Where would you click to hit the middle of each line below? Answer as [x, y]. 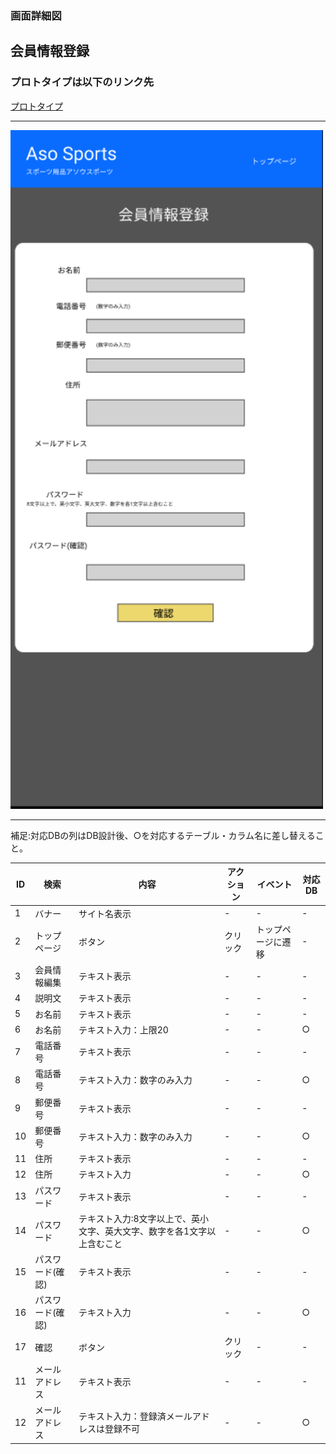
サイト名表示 [105, 913]
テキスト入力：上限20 [123, 1029]
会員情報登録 [50, 51]
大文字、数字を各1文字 [160, 1231]
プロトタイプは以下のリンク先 [82, 82]
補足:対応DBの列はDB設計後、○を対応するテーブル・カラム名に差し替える [163, 835]
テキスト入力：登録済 [122, 1416]
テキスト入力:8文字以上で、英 [139, 1218]
